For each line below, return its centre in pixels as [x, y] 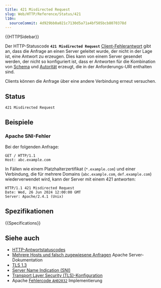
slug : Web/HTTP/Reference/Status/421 [43, 14]
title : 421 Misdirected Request [37, 9]
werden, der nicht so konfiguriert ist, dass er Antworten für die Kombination [80, 61]
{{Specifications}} [23, 223]
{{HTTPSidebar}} [22, 37]
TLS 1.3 [19, 265]
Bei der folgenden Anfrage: [32, 147]
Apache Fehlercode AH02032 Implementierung [57, 281]
